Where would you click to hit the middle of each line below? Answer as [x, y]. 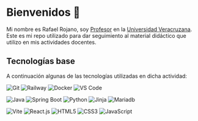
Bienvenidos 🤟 [43, 12]
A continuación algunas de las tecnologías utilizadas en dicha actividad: [97, 76]
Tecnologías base [41, 61]
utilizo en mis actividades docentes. [51, 42]
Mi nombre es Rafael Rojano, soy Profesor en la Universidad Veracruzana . [99, 29]
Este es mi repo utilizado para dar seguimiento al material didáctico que [96, 35]
